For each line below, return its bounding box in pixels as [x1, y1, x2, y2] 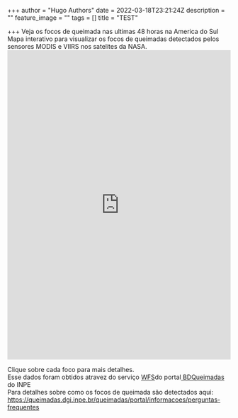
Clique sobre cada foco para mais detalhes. [7, 366, 135, 373]
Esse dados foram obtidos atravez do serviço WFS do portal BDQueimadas [7, 373, 225, 381]
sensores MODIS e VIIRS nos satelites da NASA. [7, 42, 147, 50]
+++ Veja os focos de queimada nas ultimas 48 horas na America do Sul [7, 28, 219, 35]
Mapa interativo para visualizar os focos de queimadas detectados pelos [7, 35, 220, 43]
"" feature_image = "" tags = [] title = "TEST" [7, 13, 138, 22]
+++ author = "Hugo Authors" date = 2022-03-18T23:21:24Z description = [7, 6, 225, 14]
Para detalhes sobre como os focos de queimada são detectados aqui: [7, 388, 214, 396]
